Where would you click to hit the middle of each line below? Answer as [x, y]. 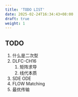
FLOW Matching [28, 84]
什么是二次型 [25, 56]
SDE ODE [22, 78]
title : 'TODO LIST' [25, 10]
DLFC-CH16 [24, 61]
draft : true [17, 19]
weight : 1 [15, 23]
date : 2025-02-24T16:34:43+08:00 [39, 14]
